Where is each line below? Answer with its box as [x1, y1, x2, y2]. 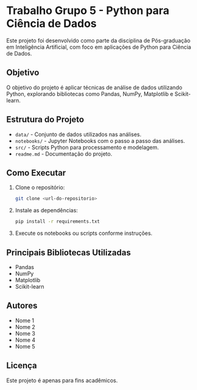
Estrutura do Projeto [6, 114, 85, 125]
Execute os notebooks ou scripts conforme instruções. [15, 229, 153, 237]
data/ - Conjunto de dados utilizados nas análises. [15, 131, 142, 138]
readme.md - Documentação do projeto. [15, 150, 112, 157]
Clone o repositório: [15, 184, 65, 191]
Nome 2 [15, 323, 35, 330]
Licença [6, 361, 38, 371]
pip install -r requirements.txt [15, 218, 100, 225]
